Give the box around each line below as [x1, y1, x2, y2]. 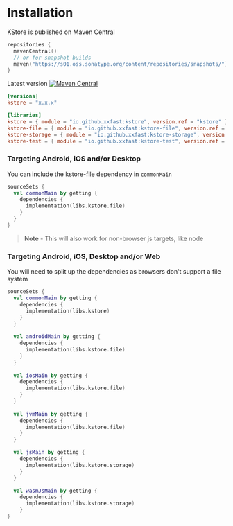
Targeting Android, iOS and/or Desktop [7, 154, 141, 164]
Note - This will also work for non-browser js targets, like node [24, 234, 204, 243]
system [7, 275, 28, 283]
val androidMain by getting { [13, 333, 101, 340]
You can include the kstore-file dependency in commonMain [7, 170, 172, 178]
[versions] [7, 93, 39, 100]
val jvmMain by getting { [13, 410, 89, 417]
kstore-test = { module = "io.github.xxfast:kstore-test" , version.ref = [7, 137, 225, 145]
